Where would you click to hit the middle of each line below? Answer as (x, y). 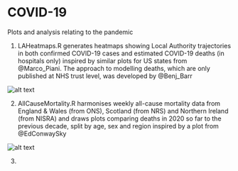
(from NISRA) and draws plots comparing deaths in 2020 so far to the (119, 118)
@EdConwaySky (42, 133)
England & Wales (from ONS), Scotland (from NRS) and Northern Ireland (123, 111)
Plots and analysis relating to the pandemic (70, 32)
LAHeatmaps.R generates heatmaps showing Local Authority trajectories (124, 45)
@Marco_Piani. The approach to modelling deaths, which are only (114, 68)
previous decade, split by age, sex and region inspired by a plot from (118, 126)
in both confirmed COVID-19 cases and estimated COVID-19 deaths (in (121, 53)
